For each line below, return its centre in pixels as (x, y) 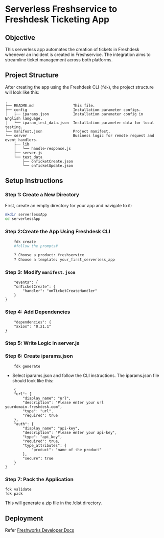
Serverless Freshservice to (61, 9)
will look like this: (22, 92)
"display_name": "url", (47, 398)
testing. (14, 127)
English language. (24, 118)
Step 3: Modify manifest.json (40, 272)
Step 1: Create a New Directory (42, 195)
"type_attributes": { (45, 445)
